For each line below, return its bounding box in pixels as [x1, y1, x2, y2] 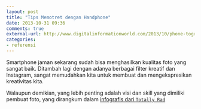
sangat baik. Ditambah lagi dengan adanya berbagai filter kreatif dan [6, 65, 175, 72]
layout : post [6, 8, 39, 15]
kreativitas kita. [6, 77, 44, 84]
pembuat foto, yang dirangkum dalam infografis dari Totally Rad [6, 95, 166, 102]
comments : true [6, 25, 44, 32]
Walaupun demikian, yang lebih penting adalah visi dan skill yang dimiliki [6, 89, 185, 96]
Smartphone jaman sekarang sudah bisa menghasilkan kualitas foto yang [6, 58, 187, 66]
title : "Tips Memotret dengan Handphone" [6, 14, 111, 20]
